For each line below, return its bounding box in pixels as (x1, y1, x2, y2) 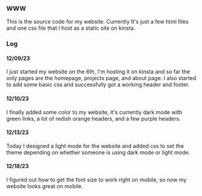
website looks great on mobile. (6, 183, 83, 190)
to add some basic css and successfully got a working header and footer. (6, 81, 190, 89)
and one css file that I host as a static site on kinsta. (6, 24, 135, 32)
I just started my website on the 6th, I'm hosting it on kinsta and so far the (6, 68, 190, 75)
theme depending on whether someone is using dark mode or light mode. (6, 149, 190, 156)
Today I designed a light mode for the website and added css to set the (6, 142, 184, 149)
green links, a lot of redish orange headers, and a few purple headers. (6, 115, 181, 122)
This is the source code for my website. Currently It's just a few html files (6, 18, 189, 25)
